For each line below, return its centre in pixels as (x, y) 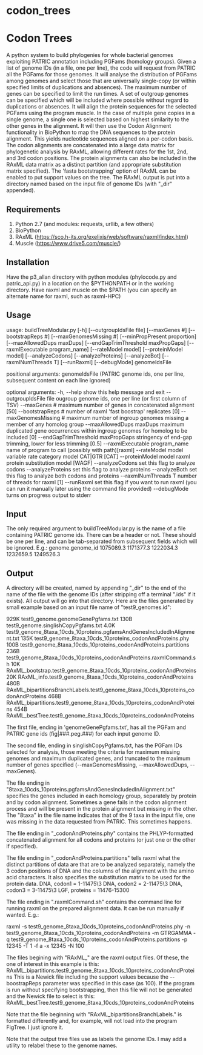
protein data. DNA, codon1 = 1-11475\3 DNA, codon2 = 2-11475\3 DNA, (95, 884)
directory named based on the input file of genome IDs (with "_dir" (89, 184)
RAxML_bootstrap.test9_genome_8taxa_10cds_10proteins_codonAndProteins (101, 671)
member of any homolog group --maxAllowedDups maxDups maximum (95, 424)
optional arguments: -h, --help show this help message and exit (85, 392)
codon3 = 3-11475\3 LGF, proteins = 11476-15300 (68, 890)
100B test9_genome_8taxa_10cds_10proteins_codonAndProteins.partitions (98, 645)
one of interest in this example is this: (53, 964)
